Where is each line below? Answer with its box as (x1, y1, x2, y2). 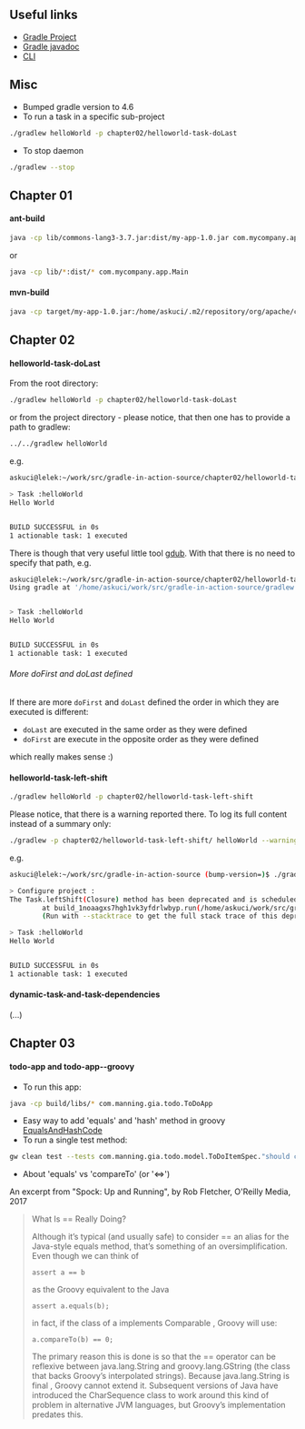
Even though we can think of (31, 1251, 139, 1262)
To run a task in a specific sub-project (22, 111, 165, 122)
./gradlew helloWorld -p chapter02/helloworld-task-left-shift (9, 792, 254, 801)
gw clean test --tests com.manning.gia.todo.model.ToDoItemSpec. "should (9, 1152, 290, 1162)
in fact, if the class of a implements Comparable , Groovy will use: (31, 1318, 278, 1329)
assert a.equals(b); (31, 1302, 110, 1311)
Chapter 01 (9, 187, 73, 203)
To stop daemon (22, 145, 84, 156)
